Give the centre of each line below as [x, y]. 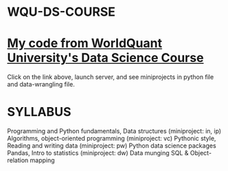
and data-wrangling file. [41, 84]
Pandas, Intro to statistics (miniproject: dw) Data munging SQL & [98, 153]
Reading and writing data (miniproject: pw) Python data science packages [112, 146]
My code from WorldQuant [85, 44]
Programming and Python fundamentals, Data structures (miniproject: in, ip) [114, 131]
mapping [42, 160]
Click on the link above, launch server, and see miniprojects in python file [111, 77]
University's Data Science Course [105, 58]
